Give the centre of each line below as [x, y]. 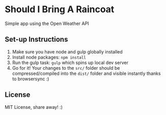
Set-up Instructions [36, 39]
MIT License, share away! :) [34, 107]
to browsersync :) [31, 79]
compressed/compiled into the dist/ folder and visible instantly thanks [86, 73]
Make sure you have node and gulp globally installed [67, 51]
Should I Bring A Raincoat [60, 9]
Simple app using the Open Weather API [47, 23]
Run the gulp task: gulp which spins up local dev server [70, 63]
